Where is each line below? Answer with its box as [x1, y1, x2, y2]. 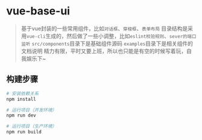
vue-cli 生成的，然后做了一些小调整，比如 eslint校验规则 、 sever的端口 [26, 32, 197, 40]
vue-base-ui [6, 4, 71, 18]
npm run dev [6, 112, 36, 118]
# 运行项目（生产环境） [6, 123, 57, 130]
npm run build [6, 129, 42, 135]
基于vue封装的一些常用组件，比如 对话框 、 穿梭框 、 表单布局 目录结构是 [21, 25, 188, 32]
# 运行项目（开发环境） [6, 107, 57, 113]
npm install [6, 96, 36, 102]
